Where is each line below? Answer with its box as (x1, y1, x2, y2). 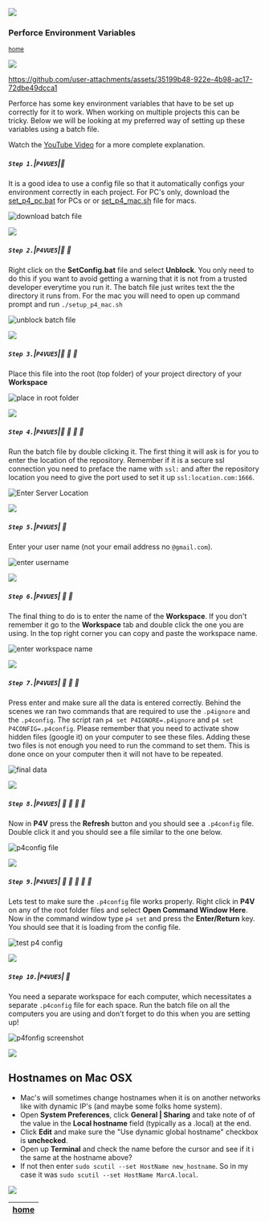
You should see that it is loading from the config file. (8, 923, 181, 932)
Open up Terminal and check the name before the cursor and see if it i (19, 1144, 255, 1154)
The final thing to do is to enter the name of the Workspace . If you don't (8, 612, 247, 621)
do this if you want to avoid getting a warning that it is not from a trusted (8, 274, 247, 283)
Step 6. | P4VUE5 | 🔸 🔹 (8, 591, 74, 601)
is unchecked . (19, 1135, 68, 1145)
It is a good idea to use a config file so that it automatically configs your (8, 179, 245, 188)
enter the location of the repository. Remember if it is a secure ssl (8, 456, 225, 465)
